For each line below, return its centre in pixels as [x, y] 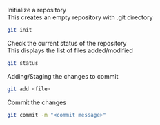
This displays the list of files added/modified [70, 50]
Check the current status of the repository [67, 43]
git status [23, 63]
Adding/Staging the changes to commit [63, 76]
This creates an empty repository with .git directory [80, 17]
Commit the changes [37, 102]
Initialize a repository [37, 10]
